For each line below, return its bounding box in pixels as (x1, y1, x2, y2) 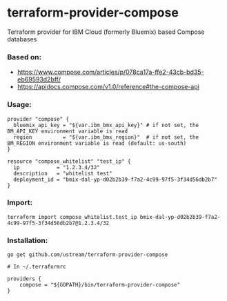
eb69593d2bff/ (17, 75, 61, 84)
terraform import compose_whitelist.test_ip (7, 213, 137, 220)
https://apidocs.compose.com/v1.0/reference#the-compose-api (17, 83, 200, 91)
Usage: (7, 100, 32, 110)
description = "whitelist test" (13, 170, 112, 177)
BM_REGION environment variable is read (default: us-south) (7, 139, 187, 146)
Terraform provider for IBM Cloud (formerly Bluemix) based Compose (7, 28, 205, 36)
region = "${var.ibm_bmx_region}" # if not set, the (13, 133, 199, 141)
